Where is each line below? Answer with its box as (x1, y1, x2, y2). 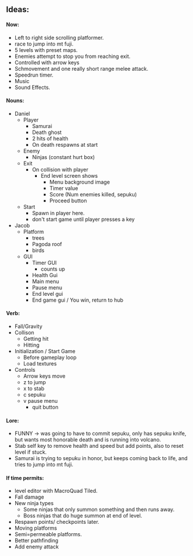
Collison (14, 329, 35, 336)
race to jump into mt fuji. (14, 40, 74, 47)
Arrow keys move (23, 372, 66, 379)
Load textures (23, 360, 57, 367)
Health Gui (32, 271, 58, 278)
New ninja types (14, 500, 54, 507)
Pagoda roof (32, 240, 63, 247)
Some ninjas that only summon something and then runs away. (23, 506, 175, 513)
